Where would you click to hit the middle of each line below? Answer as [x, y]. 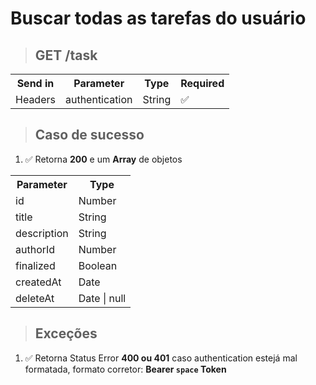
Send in [35, 83]
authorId [35, 249]
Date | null [102, 298]
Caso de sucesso [89, 135]
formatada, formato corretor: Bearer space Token [125, 369]
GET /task [66, 55]
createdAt [38, 282]
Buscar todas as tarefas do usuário [158, 18]
